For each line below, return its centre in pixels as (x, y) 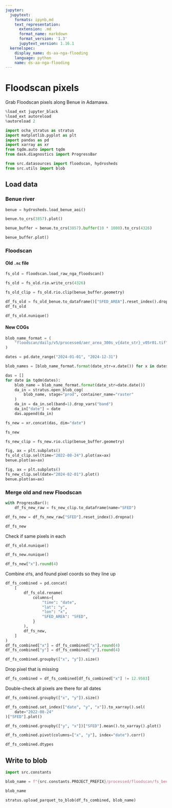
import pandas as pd (27, 140)
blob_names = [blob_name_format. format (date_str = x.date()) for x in (80, 366)
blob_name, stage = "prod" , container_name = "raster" (79, 394)
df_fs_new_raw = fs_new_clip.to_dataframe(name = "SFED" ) (76, 508)
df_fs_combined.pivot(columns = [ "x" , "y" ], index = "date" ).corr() (75, 735)
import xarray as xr (27, 145)
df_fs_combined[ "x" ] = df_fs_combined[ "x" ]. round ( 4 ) (63, 645)
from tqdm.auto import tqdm (35, 149)
